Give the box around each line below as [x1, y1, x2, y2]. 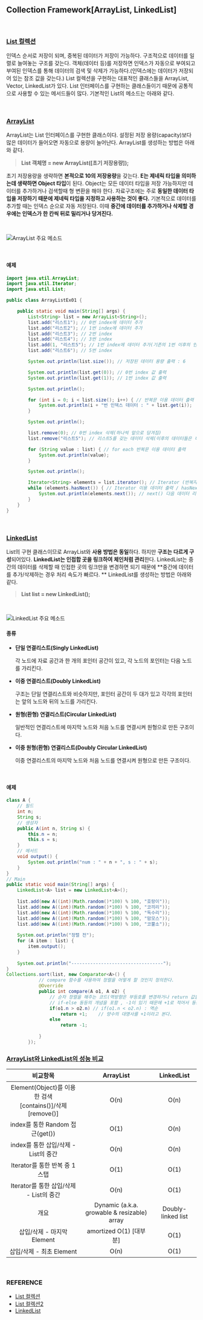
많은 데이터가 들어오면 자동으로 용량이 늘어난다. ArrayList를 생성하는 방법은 [6, 139, 184, 146]
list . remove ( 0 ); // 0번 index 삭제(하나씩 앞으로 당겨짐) [28, 430, 162, 436]
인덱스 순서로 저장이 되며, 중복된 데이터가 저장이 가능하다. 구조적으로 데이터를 [6, 52, 188, 59]
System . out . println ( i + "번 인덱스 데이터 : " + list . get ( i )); [38, 402, 192, 409]
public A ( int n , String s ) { [17, 825, 91, 831]
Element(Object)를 [11, 1084, 63, 1092]
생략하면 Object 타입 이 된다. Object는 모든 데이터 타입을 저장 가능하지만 [17, 180, 187, 187]
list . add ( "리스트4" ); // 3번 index [28, 336, 113, 342]
